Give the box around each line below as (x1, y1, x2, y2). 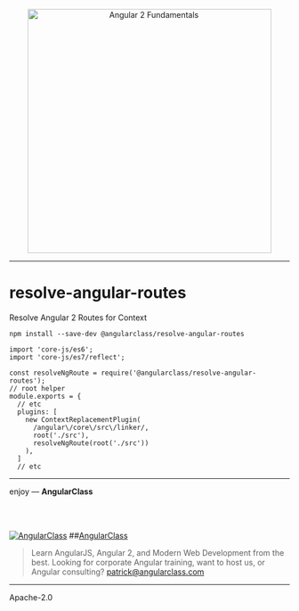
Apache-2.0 (9, 591, 53, 602)
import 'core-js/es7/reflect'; (9, 352, 125, 361)
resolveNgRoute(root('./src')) (32, 438, 149, 448)
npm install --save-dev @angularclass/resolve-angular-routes (9, 329, 245, 338)
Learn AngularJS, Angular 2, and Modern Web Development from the (30, 547, 285, 557)
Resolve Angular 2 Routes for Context (9, 312, 148, 323)
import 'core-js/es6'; (9, 344, 93, 354)
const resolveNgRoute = (9, 368, 98, 377)
